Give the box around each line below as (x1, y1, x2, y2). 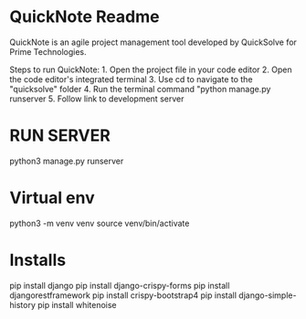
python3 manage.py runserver (9, 155, 124, 166)
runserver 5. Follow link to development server (9, 93, 185, 104)
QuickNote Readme (9, 6, 160, 27)
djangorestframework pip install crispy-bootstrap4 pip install (9, 290, 237, 301)
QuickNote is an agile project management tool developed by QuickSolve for (9, 37, 297, 48)
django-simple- (238, 290, 297, 301)
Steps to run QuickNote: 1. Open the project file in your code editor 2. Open (9, 64, 292, 75)
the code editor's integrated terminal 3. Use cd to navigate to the (9, 73, 253, 84)
